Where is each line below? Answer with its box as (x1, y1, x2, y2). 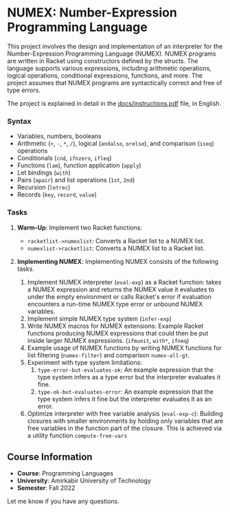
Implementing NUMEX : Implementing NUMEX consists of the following (16, 257, 218, 265)
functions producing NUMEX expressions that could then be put (27, 329, 209, 337)
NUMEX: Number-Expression (7, 5, 177, 21)
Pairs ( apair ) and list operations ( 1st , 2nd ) (16, 176, 135, 184)
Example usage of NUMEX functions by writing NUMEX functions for (27, 344, 222, 352)
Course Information (7, 451, 93, 463)
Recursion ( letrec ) (16, 183, 71, 192)
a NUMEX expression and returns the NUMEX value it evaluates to (27, 285, 215, 293)
